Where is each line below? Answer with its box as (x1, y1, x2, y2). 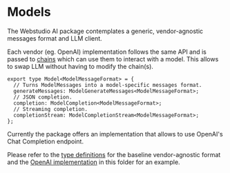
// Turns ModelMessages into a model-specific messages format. (13, 81, 202, 88)
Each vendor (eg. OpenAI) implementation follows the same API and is (7, 48, 207, 56)
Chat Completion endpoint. (7, 137, 84, 145)
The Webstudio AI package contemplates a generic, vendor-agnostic (7, 27, 204, 35)
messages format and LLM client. (7, 34, 102, 42)
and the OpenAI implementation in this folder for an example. (7, 158, 181, 166)
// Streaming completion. (13, 105, 88, 112)
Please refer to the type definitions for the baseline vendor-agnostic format (7, 150, 221, 159)
